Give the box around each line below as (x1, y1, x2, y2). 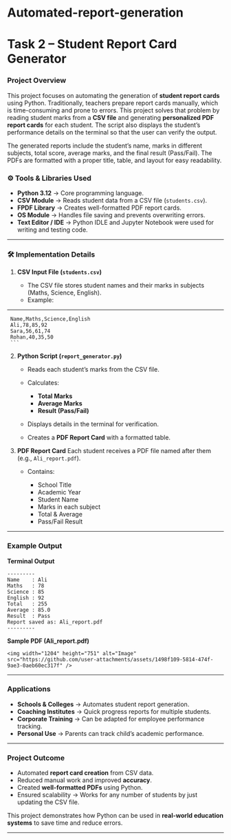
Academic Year (37, 488, 81, 497)
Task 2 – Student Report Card (7, 37, 177, 52)
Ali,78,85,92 (10, 322, 48, 329)
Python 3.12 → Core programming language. (16, 188, 144, 197)
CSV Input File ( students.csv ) (16, 268, 102, 277)
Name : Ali (7, 576, 48, 583)
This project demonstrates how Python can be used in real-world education (7, 812, 223, 820)
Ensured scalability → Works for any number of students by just (16, 791, 198, 799)
